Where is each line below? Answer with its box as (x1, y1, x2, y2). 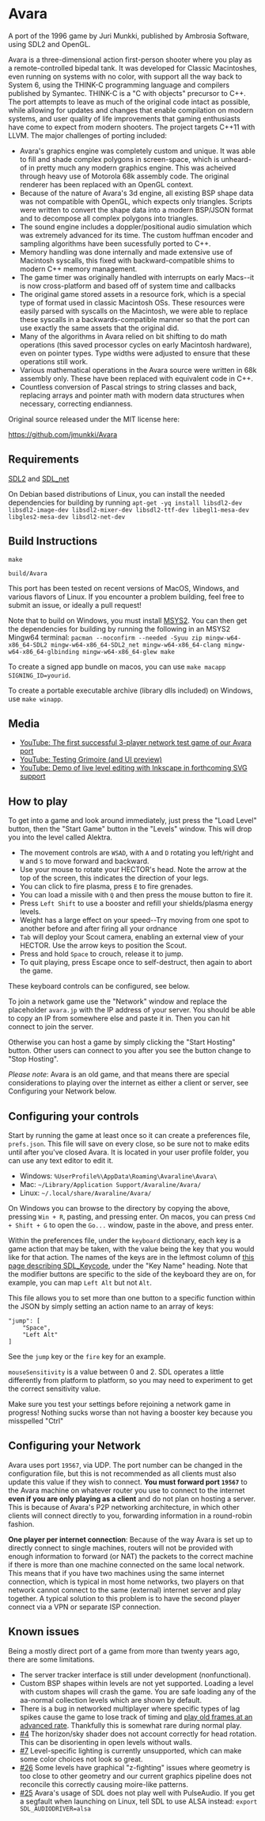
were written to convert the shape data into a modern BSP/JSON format (19, 205, 254, 214)
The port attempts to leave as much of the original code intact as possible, (8, 97, 251, 106)
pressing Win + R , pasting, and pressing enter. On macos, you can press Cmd (8, 1212, 256, 1221)
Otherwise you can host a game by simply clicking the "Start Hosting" (8, 1037, 236, 1047)
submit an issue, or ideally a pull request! (8, 600, 142, 609)
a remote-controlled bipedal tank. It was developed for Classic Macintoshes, (8, 63, 257, 72)
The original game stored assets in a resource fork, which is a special (19, 289, 246, 298)
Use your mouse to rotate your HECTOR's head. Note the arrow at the (19, 865, 247, 874)
